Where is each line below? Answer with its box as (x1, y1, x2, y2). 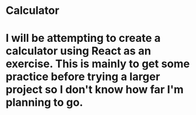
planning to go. (5, 96, 83, 110)
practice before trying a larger (5, 70, 160, 84)
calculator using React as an (5, 44, 151, 58)
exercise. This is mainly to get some (5, 57, 190, 71)
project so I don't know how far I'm (5, 83, 184, 97)
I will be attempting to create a (5, 31, 161, 45)
